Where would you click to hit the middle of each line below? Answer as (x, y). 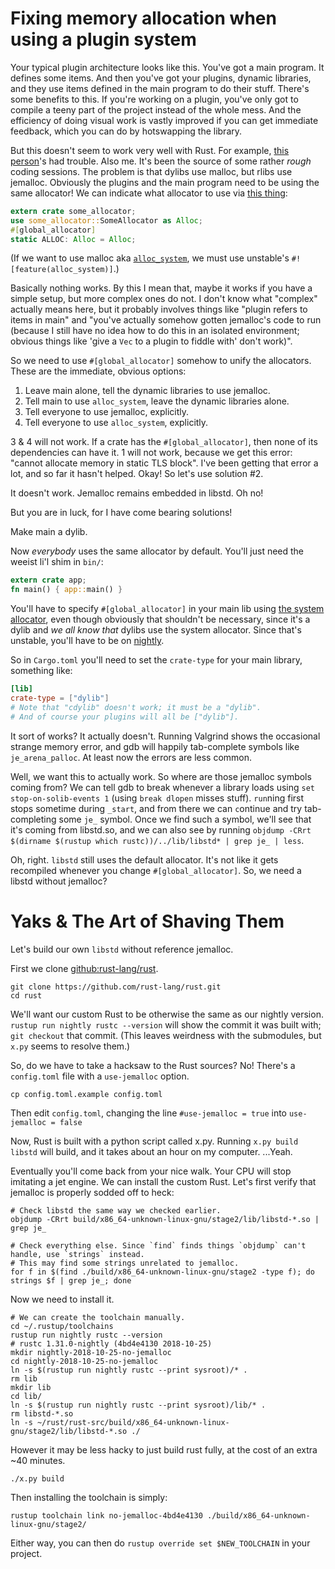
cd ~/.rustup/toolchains (62, 1326)
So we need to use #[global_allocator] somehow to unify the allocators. (161, 361)
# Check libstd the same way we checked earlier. (116, 1210)
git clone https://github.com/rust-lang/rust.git (116, 987)
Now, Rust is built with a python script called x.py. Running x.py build (154, 1141)
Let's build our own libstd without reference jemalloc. (122, 949)
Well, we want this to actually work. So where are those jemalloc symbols (161, 776)
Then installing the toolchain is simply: (89, 1497)
